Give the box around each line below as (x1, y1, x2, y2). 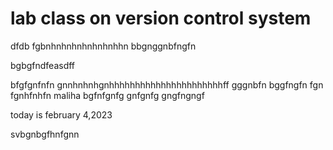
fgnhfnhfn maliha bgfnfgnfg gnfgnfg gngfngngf (10, 89, 205, 101)
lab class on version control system (10, 7, 312, 30)
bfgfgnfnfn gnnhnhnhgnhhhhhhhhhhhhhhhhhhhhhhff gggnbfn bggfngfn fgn (10, 78, 324, 91)
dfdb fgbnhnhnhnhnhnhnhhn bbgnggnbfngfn (10, 40, 197, 52)
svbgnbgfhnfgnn (10, 128, 80, 140)
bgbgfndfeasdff (10, 59, 76, 71)
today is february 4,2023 (10, 108, 113, 121)
